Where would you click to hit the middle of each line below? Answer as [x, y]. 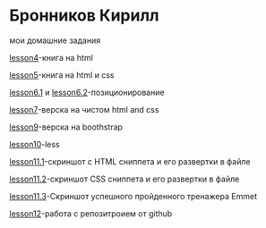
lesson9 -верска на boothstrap [66, 127]
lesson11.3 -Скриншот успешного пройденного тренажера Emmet [133, 196]
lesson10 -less [34, 144]
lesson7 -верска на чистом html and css [84, 109]
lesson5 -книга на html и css [62, 75]
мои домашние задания [55, 40]
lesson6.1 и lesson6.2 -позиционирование [87, 92]
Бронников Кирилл [84, 16]
